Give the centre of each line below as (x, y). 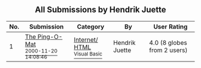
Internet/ (86, 39)
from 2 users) (168, 50)
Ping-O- (50, 36)
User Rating (170, 26)
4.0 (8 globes (168, 42)
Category (91, 26)
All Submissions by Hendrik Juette (100, 10)
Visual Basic (88, 54)
